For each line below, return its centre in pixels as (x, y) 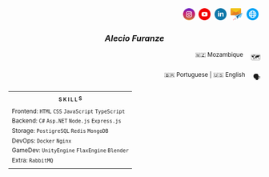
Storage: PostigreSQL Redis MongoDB (60, 131)
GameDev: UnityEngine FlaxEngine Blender (70, 151)
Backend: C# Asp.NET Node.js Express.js (66, 121)
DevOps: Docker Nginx (42, 141)
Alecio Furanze (134, 38)
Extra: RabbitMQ (32, 161)
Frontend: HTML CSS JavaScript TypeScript (68, 111)
